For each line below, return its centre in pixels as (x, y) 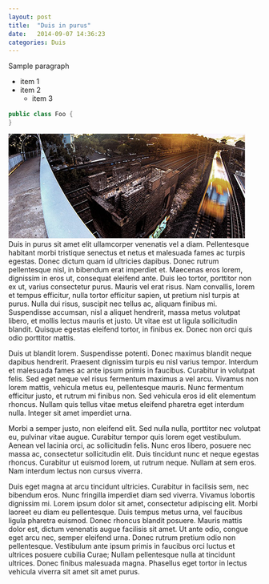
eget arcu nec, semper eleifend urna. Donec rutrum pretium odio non (122, 538)
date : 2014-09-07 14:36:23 (57, 34)
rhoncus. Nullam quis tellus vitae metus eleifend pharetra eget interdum (126, 404)
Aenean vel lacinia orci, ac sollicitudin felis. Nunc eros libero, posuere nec (130, 445)
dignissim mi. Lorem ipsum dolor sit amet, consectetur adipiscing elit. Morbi (133, 503)
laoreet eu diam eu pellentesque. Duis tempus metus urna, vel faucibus (125, 512)
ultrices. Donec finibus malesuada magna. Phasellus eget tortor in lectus (128, 563)
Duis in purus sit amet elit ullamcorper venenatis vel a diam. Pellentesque (129, 244)
